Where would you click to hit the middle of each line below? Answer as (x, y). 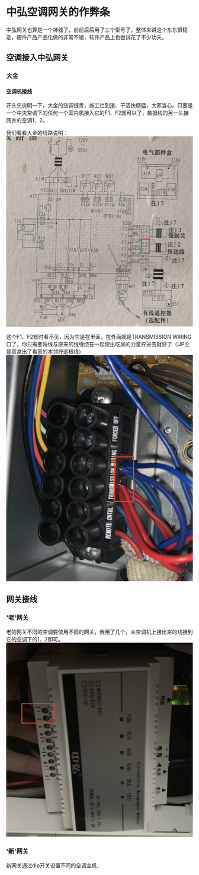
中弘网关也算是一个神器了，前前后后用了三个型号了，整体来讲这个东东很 (94, 30)
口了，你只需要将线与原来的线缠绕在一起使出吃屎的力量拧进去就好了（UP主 (98, 344)
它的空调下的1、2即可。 (35, 639)
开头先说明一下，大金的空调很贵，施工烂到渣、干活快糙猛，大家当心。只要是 (99, 106)
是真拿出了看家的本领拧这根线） (45, 352)
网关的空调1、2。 (27, 120)
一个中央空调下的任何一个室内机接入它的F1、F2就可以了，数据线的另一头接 (97, 113)
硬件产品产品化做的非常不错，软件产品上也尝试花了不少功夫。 (92, 37)
